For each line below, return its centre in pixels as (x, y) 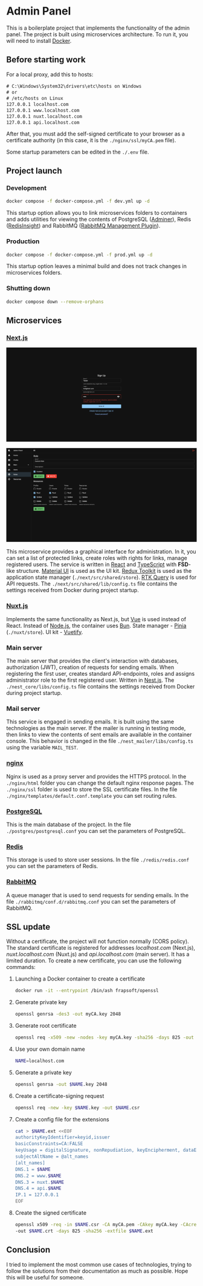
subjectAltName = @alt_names (52, 1157)
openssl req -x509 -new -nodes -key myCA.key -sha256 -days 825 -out (105, 1038)
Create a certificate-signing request (60, 1095)
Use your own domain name (50, 1049)
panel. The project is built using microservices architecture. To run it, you (97, 34)
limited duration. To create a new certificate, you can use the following (94, 961)
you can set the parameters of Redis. (52, 866)
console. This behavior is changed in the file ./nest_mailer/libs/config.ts (100, 741)
